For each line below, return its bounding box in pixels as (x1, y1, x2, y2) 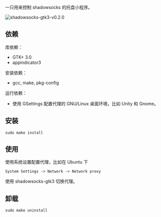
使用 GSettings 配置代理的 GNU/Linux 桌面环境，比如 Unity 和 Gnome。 (12, 100, 159, 106)
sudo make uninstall (5, 208, 48, 213)
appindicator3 (12, 59, 41, 65)
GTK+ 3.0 (12, 54, 32, 60)
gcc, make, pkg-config (12, 79, 59, 86)
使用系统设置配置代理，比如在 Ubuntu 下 (5, 159, 88, 165)
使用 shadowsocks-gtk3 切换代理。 (5, 179, 78, 185)
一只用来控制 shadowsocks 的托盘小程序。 (5, 4, 93, 10)
